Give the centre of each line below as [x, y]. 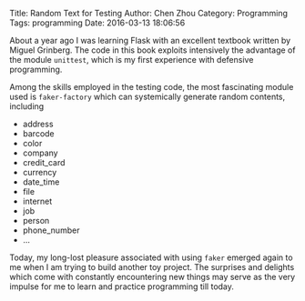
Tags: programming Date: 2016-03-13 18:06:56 [97, 23]
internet [37, 201]
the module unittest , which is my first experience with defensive [132, 60]
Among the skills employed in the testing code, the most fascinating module [152, 87]
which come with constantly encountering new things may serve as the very [152, 277]
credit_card [44, 162]
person [36, 221]
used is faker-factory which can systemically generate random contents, [147, 96]
